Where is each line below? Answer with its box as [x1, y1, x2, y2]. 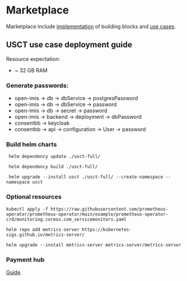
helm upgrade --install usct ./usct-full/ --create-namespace [8, 174, 164, 180]
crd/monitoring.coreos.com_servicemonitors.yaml [6, 216, 127, 222]
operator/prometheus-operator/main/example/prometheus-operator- [6, 211, 168, 217]
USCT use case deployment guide [6, 40, 133, 50]
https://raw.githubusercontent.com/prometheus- [50, 206, 168, 212]
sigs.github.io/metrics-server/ [6, 232, 85, 238]
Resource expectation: [6, 55, 60, 62]
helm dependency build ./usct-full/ [8, 164, 98, 170]
